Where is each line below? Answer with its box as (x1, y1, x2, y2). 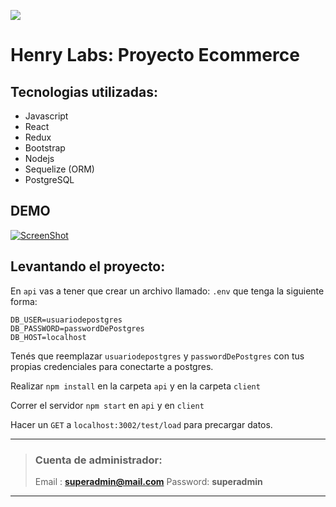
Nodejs (24, 153, 55, 164)
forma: (10, 295, 38, 307)
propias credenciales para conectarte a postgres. (10, 360, 214, 372)
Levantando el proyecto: (10, 258, 166, 275)
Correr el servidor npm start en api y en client (10, 399, 205, 411)
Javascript (24, 110, 69, 122)
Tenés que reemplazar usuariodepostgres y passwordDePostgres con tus (10, 350, 305, 362)
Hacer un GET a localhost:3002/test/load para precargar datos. (10, 418, 273, 430)
